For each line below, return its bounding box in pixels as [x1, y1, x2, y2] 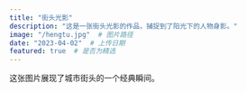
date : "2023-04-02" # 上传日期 [9, 38, 126, 48]
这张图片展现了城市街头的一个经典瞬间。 [9, 73, 159, 84]
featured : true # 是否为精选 [9, 47, 116, 56]
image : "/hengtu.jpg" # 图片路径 [9, 30, 133, 39]
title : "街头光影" [9, 13, 74, 23]
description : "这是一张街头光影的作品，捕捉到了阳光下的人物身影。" [9, 22, 238, 31]
